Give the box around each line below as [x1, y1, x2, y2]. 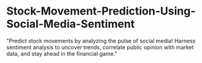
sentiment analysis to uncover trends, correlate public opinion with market [6, 44, 194, 51]
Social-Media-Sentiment [6, 17, 135, 31]
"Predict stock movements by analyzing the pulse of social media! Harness [6, 37, 196, 44]
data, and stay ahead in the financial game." [6, 50, 118, 57]
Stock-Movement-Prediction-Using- [6, 4, 196, 18]
